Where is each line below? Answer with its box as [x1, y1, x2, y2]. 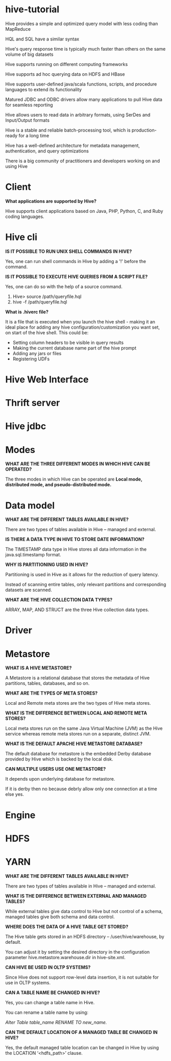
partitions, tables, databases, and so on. [5, 680, 90, 686]
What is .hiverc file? [5, 309, 48, 315]
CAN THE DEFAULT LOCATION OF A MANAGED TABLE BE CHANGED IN [5, 1029, 158, 1035]
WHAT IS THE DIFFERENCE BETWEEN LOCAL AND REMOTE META [5, 710, 147, 716]
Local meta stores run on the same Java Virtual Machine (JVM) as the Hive [5, 725, 163, 731]
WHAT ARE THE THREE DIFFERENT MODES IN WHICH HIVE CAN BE [5, 461, 151, 467]
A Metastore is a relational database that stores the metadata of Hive [5, 675, 150, 681]
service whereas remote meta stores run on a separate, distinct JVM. [5, 731, 151, 737]
